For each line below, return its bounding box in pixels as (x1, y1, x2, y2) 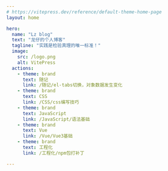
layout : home (6, 15, 40, 21)
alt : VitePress (17, 59, 56, 66)
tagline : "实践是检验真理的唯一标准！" (12, 43, 101, 49)
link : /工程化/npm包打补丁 (22, 150, 85, 156)
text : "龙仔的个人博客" (12, 37, 66, 43)
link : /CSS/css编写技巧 (22, 99, 79, 105)
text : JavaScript (22, 110, 67, 116)
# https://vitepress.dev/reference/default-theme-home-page (6, 9, 163, 15)
